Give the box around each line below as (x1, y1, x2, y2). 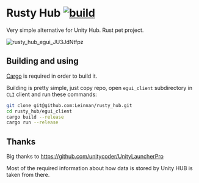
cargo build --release (6, 114, 64, 120)
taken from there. (6, 171, 50, 179)
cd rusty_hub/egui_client (6, 108, 72, 114)
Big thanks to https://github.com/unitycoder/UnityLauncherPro (6, 153, 164, 160)
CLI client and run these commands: (6, 91, 98, 98)
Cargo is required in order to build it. (6, 72, 98, 80)
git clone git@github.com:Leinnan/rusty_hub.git (6, 102, 132, 108)
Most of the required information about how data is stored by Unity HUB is (6, 165, 194, 172)
